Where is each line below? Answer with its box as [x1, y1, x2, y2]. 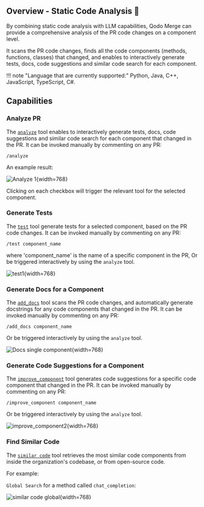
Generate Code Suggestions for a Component [6, 361, 144, 370]
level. [6, 35, 20, 43]
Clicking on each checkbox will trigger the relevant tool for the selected [6, 187, 186, 194]
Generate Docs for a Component [6, 285, 104, 293]
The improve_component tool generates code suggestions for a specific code [6, 375, 197, 383]
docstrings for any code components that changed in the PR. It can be [6, 305, 183, 313]
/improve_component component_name [6, 400, 97, 406]
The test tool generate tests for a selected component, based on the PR [6, 222, 188, 230]
